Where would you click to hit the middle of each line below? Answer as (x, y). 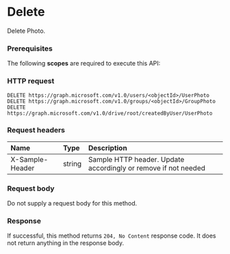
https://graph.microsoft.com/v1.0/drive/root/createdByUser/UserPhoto (110, 113)
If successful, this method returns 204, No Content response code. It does (112, 236)
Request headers (36, 130)
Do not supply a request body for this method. (72, 203)
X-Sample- (29, 159)
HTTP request (31, 81)
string (72, 163)
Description (108, 147)
